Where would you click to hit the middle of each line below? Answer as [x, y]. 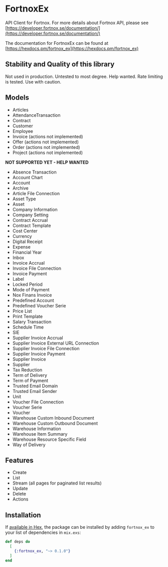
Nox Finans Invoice [32, 295]
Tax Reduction [27, 370]
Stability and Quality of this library [60, 64]
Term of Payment [30, 380]
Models [17, 98]
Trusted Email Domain [35, 386]
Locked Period [27, 284]
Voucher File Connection [38, 402]
